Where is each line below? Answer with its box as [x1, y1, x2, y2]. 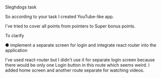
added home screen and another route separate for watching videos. [5, 67, 145, 73]
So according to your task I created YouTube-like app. [5, 14, 114, 19]
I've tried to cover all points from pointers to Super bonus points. [5, 23, 136, 29]
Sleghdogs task [5, 4, 37, 10]
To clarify [5, 33, 25, 38]
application [5, 48, 28, 53]
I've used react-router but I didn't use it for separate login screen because [5, 57, 155, 63]
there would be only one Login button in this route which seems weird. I [5, 62, 150, 68]
